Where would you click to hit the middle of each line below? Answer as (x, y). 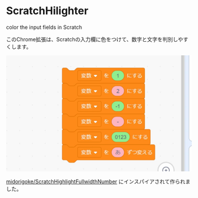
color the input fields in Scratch (44, 27)
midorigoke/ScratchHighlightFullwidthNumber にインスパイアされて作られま (98, 181)
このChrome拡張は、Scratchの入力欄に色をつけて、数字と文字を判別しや (95, 39)
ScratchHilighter (47, 11)
